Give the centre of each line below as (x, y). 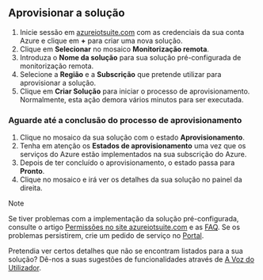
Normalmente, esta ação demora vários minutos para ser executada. (131, 99)
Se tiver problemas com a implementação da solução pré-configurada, (124, 219)
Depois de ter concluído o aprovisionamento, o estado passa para (127, 163)
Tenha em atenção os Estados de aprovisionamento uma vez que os (133, 146)
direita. (31, 188)
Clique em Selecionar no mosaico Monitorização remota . (114, 49)
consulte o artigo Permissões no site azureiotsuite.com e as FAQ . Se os (124, 227)
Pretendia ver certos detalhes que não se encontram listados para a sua (126, 251)
